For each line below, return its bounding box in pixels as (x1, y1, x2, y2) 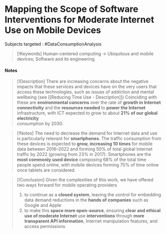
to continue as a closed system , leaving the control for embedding (24, 192, 162, 198)
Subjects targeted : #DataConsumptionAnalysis (4, 41, 102, 47)
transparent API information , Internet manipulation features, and (24, 218, 158, 224)
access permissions (24, 224, 66, 230)
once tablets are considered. (16, 167, 76, 173)
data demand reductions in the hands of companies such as (24, 197, 149, 203)
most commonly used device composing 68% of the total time (16, 156, 147, 162)
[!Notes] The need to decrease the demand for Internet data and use (16, 130, 158, 136)
